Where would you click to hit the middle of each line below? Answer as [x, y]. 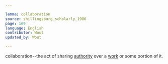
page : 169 [16, 23]
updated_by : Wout [23, 37]
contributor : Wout [24, 33]
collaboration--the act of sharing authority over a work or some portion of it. [84, 56]
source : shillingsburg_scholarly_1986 [46, 19]
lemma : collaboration [28, 14]
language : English [24, 28]
